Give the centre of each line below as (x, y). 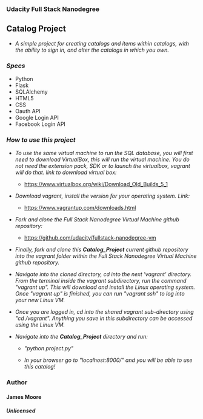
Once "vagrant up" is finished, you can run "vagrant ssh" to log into (100, 294)
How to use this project (41, 140)
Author (17, 383)
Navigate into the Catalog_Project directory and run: (82, 337)
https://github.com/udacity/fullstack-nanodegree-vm (90, 238)
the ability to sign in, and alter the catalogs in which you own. (92, 50)
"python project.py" (49, 348)
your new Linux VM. (40, 300)
